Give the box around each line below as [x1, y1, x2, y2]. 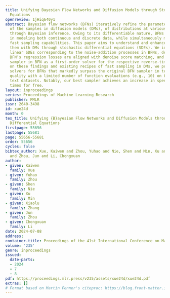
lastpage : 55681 [5, 130, 39, 135]
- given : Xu [5, 191, 30, 196]
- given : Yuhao [5, 172, 37, 177]
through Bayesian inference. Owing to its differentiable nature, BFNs [10, 31, 164, 36]
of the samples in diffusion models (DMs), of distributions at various [10, 26, 166, 31]
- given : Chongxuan [5, 219, 47, 225]
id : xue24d [5, 106, 28, 111]
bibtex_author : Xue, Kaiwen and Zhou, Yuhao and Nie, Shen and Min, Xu [5, 149, 159, 154]
